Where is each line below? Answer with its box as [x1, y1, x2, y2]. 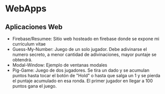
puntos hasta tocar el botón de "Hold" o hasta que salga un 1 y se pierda [12, 73, 161, 78]
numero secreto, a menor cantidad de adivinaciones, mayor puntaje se [12, 51, 157, 57]
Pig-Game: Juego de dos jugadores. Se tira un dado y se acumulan [12, 67, 150, 73]
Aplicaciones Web [5, 23, 63, 31]
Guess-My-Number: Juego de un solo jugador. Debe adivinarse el [12, 47, 147, 52]
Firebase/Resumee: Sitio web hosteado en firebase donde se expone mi [12, 36, 160, 42]
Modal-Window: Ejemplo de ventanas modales [12, 62, 108, 68]
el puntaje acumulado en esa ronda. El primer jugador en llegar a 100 [12, 78, 153, 84]
